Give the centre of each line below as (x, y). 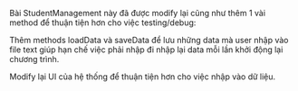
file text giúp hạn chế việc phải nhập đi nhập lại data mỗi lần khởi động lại (146, 50)
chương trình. (34, 59)
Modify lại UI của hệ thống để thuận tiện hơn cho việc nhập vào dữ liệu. (143, 77)
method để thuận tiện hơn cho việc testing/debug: (103, 23)
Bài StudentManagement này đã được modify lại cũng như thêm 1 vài (137, 13)
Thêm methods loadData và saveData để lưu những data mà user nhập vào (149, 40)
